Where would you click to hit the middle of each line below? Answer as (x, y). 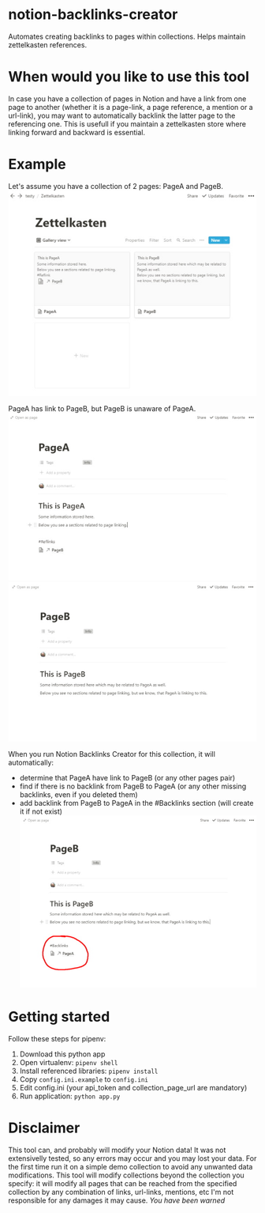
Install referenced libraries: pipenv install (89, 1071)
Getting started (59, 1017)
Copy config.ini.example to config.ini (84, 1079)
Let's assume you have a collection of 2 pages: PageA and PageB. (116, 186)
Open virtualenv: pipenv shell (69, 1062)
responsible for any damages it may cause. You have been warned (117, 1200)
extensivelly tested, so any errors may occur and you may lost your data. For (132, 1158)
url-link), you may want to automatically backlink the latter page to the (122, 115)
